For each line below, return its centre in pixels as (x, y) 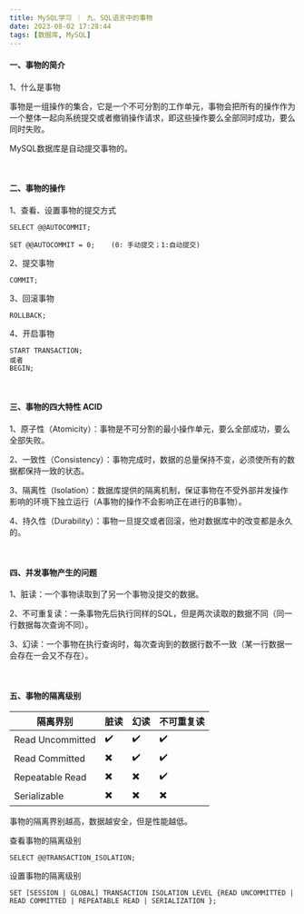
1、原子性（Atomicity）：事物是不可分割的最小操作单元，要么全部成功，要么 (150, 429)
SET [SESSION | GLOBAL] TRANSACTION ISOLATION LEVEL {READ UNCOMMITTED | (152, 893)
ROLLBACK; (28, 315)
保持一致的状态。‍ (57, 471)
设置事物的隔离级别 (45, 876)
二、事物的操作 (37, 188)
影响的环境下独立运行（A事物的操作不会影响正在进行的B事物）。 (128, 502)
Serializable (39, 796)
